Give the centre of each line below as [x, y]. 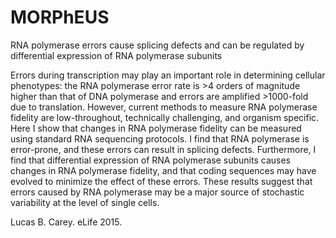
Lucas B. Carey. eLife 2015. [66, 222]
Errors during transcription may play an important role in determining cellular [168, 75]
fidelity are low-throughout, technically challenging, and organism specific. [165, 117]
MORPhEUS [60, 17]
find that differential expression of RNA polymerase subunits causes [150, 160]
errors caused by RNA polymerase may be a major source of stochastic [157, 192]
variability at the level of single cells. [85, 202]
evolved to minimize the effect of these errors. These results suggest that [161, 181]
